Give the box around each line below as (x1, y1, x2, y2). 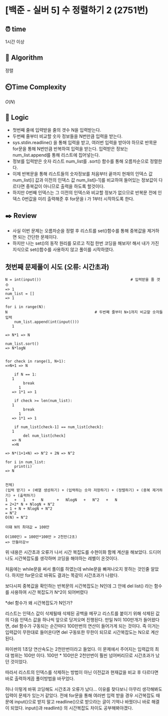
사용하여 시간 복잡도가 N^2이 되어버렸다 (10, 589, 88, 595)
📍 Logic (5, 113, 29, 122)
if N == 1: (14, 372, 37, 377)
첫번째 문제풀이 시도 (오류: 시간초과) (5, 262, 109, 271)
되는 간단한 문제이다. (17, 234, 58, 240)
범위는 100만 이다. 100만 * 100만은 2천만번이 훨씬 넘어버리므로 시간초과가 (10, 652, 154, 658)
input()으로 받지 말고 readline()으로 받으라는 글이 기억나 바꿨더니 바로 (14, 699, 150, 705)
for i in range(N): (5, 304, 46, 309)
